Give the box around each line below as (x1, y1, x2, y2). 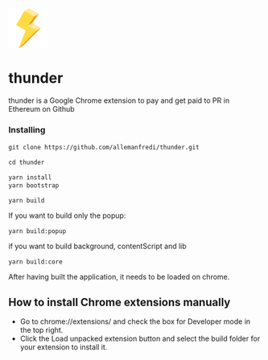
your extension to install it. (19, 342, 108, 352)
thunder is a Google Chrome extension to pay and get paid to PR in (8, 96, 230, 105)
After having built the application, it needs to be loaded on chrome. (8, 272, 230, 282)
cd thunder (8, 158, 45, 167)
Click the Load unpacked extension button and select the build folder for (19, 333, 261, 344)
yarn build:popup (8, 227, 67, 235)
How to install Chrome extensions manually (8, 295, 231, 309)
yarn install (8, 174, 52, 182)
